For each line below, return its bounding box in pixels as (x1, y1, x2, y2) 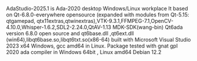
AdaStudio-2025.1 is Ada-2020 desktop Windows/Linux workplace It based (6, 5, 188, 12)
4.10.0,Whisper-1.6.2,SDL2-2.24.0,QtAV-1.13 (6, 23, 112, 30)
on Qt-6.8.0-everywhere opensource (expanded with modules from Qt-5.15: (6, 11, 189, 18)
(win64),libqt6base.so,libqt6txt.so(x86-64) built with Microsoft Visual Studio (6, 36, 191, 43)
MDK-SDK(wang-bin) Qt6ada (112, 23, 183, 30)
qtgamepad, (6, 18, 36, 24)
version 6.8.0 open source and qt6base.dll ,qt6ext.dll (6, 30, 134, 37)
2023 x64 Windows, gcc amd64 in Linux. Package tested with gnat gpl (6, 42, 178, 49)
